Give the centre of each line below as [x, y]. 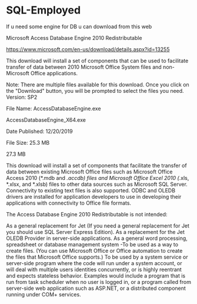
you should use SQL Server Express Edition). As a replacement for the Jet [96, 232]
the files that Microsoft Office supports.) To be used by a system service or [97, 257]
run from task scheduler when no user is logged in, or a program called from [98, 282]
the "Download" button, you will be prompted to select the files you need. [95, 91]
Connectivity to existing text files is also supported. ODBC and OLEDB [91, 190]
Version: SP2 [22, 97]
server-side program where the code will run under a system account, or [94, 263]
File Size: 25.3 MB [28, 142]
